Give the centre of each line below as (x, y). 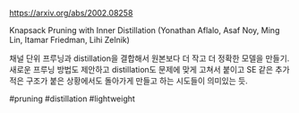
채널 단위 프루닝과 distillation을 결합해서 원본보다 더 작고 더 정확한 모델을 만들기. (149, 58)
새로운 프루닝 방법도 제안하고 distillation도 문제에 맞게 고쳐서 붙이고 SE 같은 (141, 70)
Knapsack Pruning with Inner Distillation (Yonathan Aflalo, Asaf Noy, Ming (145, 30)
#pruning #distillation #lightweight (73, 99)
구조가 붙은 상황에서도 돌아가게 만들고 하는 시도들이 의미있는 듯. (137, 81)
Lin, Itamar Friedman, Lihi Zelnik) (69, 40)
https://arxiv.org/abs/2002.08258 (71, 13)
